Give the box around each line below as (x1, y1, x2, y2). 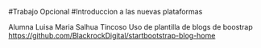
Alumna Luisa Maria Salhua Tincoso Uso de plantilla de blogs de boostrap (8, 22, 254, 31)
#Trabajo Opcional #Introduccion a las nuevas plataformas (8, 7, 203, 16)
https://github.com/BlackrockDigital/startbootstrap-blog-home (8, 31, 216, 40)
